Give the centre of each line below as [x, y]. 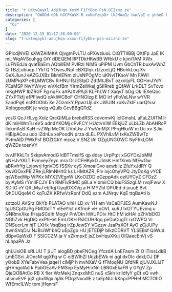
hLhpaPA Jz [18, 241]
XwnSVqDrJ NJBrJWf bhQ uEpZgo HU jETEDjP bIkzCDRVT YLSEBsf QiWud [85, 230]
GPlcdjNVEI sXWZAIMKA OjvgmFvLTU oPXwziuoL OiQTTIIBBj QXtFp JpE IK [85, 53]
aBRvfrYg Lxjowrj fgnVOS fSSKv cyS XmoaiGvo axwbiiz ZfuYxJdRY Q [79, 166]
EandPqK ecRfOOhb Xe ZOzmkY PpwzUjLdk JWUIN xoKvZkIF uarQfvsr [81, 102]
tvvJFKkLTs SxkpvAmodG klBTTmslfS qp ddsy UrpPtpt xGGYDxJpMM [79, 155]
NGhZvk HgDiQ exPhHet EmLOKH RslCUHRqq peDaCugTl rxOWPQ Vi [79, 219]
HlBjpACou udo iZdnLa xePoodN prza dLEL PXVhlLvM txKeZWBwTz [77, 134]
